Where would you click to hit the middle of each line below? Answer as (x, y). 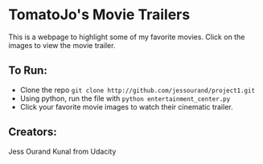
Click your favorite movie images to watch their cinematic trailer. (126, 106)
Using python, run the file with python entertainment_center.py (125, 98)
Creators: (33, 132)
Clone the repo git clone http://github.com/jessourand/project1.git (138, 90)
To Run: (28, 71)
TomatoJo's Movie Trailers (99, 15)
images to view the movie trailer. (62, 45)
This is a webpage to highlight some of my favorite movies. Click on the (127, 37)
